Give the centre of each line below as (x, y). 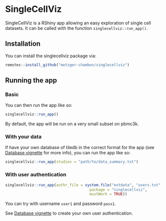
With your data (24, 137)
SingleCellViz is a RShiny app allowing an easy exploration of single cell (78, 23)
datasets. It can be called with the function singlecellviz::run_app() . (76, 28)
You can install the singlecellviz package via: (51, 56)
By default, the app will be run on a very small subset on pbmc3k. (72, 124)
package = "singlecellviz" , (118, 190)
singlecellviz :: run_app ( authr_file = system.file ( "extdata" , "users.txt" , (84, 185)
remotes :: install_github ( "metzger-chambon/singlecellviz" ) (67, 65)
